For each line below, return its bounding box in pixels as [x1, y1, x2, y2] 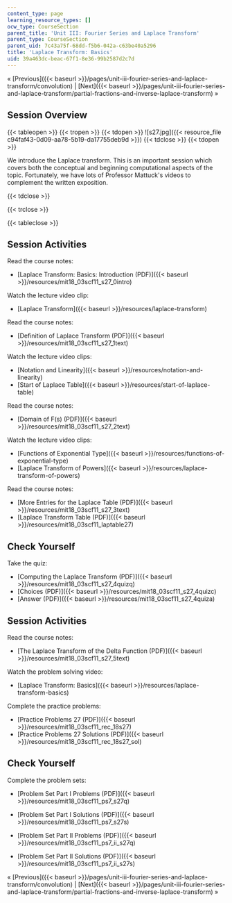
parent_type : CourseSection [7, 36, 89, 43]
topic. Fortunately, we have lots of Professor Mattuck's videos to [7, 171, 192, 179]
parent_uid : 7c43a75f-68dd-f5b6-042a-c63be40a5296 [7, 42, 157, 49]
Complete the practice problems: [7, 702, 102, 710]
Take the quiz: [7, 559, 48, 568]
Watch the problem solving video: [7, 668, 103, 676]
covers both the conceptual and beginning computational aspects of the [7, 163, 213, 172]
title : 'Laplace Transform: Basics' [7, 49, 113, 56]
